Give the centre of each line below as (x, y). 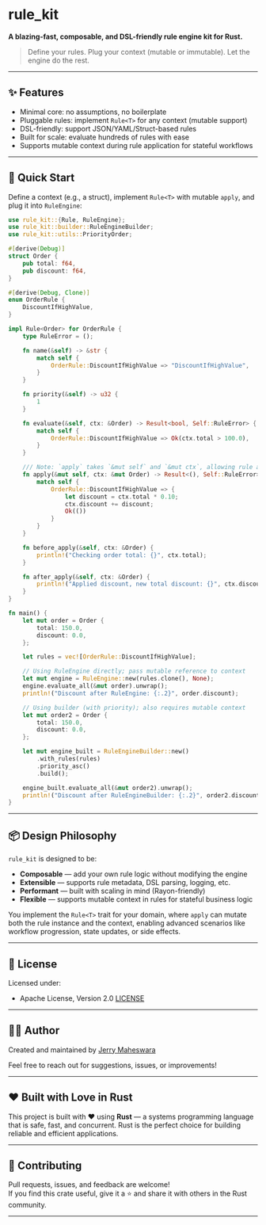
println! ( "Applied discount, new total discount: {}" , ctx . (138, 584)
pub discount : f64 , (55, 271)
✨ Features (36, 93)
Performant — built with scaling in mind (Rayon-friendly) (112, 891)
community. (27, 1205)
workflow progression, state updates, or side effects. (94, 932)
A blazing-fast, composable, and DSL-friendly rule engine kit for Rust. (125, 36)
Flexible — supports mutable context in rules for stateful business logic (136, 899)
